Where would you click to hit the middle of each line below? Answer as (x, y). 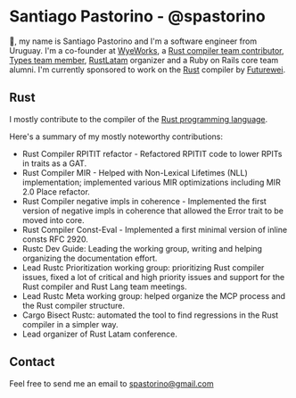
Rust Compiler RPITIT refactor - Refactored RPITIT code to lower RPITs (152, 153)
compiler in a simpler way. (70, 324)
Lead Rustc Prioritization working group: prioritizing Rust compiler (143, 267)
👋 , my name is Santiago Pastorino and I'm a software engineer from (133, 41)
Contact (32, 362)
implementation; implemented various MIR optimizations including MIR (151, 182)
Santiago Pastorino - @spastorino (137, 17)
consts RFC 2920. (55, 239)
